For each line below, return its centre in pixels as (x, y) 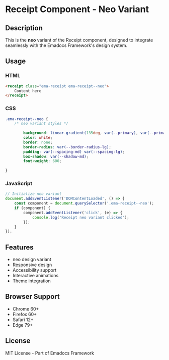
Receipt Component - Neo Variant (77, 9)
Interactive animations (35, 276)
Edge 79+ (23, 325)
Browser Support (33, 297)
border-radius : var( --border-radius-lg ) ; (67, 147)
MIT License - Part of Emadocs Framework (50, 353)
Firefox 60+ (24, 314)
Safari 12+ (23, 320)
